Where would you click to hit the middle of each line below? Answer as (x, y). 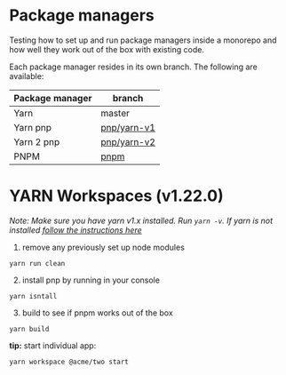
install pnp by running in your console (91, 280)
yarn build (29, 329)
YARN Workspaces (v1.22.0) (116, 196)
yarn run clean (37, 263)
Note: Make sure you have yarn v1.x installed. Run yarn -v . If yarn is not (141, 220)
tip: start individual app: (53, 345)
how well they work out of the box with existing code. (107, 49)
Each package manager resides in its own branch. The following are (133, 67)
